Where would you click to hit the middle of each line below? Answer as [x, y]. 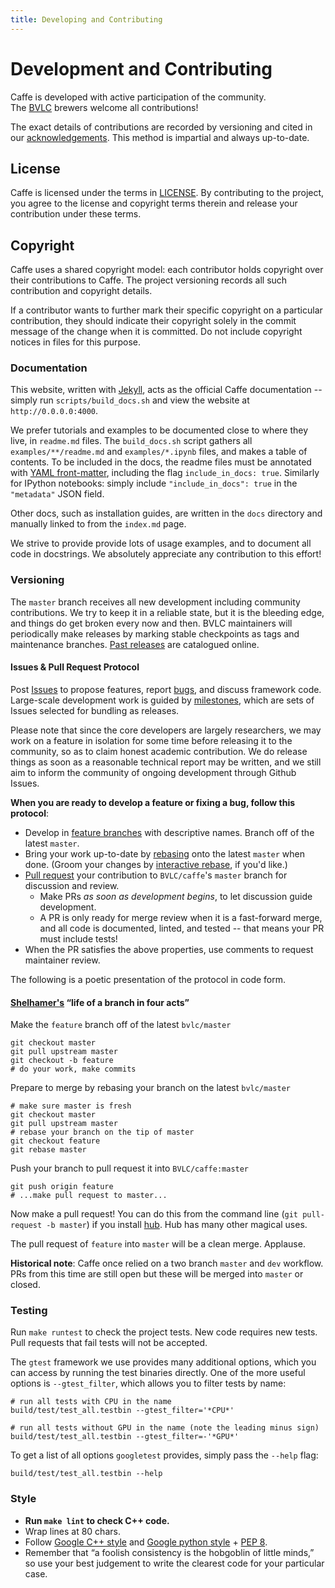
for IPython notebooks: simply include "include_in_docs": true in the [154, 483]
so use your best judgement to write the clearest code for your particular [174, 1563]
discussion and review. [72, 885]
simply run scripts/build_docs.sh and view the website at [130, 400]
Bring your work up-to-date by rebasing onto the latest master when [164, 853]
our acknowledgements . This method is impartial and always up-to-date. [160, 137]
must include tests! [78, 938]
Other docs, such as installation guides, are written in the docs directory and [166, 513]
